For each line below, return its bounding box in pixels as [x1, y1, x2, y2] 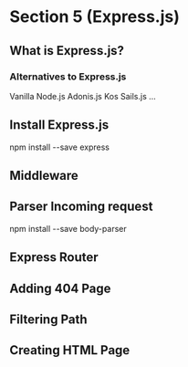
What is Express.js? [9, 43, 125, 58]
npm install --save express [9, 142, 110, 152]
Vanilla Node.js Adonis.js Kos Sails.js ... [9, 90, 157, 101]
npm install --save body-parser [9, 223, 127, 234]
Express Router [9, 249, 99, 266]
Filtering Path [9, 312, 89, 328]
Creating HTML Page [9, 342, 131, 358]
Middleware [9, 168, 79, 183]
